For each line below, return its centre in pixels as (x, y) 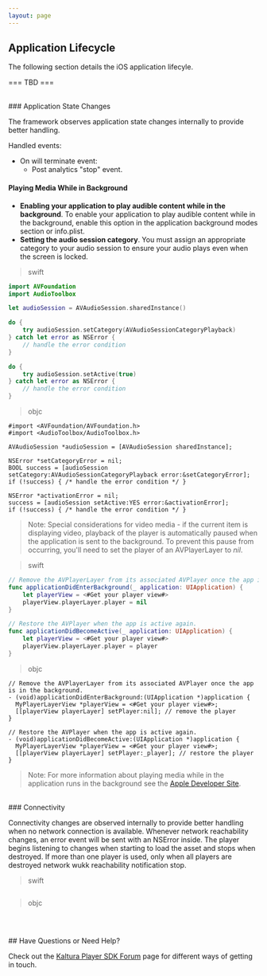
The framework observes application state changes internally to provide (126, 122)
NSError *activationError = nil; (64, 496)
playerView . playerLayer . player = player (90, 646)
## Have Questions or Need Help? (64, 940)
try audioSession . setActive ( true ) (79, 374)
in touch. (23, 964)
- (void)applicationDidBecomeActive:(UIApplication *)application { (124, 739)
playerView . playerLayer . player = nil (85, 602)
